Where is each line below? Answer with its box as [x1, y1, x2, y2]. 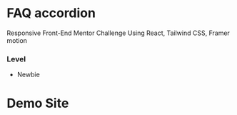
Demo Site [6, 95, 69, 111]
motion [6, 36, 28, 44]
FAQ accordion [6, 5, 96, 21]
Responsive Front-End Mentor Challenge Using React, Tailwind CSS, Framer [6, 29, 230, 37]
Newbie [16, 70, 40, 79]
